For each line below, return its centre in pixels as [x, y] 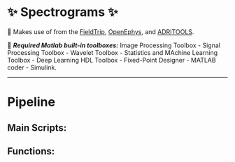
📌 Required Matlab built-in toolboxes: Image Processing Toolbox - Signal [114, 45]
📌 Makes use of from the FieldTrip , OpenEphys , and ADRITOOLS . [101, 31]
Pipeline [31, 102]
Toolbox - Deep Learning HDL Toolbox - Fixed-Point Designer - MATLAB [112, 60]
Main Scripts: [37, 128]
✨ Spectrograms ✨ [63, 12]
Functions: [31, 151]
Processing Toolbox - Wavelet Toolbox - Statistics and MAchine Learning [113, 52]
